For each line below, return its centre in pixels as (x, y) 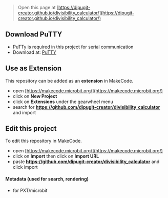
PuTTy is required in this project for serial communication (73, 47)
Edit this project (31, 128)
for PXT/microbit (30, 190)
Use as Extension (34, 68)
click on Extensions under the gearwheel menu (63, 102)
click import (25, 167)
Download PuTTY (34, 35)
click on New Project (35, 96)
